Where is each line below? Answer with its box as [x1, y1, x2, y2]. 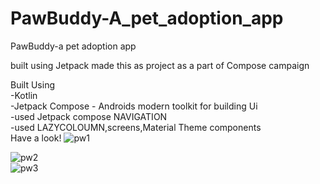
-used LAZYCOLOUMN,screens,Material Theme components [10, 121, 262, 133]
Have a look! [10, 132, 62, 144]
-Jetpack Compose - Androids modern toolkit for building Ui [10, 100, 258, 112]
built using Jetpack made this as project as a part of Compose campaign [10, 59, 310, 71]
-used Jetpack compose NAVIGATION [10, 110, 168, 122]
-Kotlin [10, 89, 38, 101]
